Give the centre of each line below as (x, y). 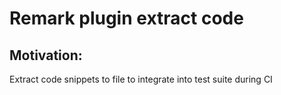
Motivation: (46, 55)
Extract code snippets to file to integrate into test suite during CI (141, 79)
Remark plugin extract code (126, 18)
